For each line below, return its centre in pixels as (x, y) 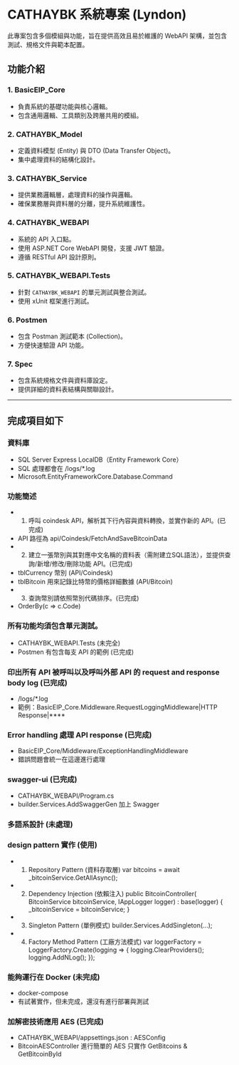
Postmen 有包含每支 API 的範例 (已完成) (76, 652)
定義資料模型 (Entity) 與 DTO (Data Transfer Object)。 (96, 150)
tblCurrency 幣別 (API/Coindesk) (65, 573)
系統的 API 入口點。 (47, 239)
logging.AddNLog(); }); (62, 957)
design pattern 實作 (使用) (52, 845)
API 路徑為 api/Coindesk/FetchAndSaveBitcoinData (92, 539)
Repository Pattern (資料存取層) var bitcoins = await (104, 869)
